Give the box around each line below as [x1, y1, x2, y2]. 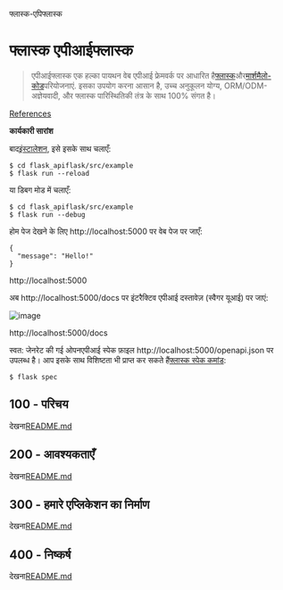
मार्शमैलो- [245, 70, 272, 80]
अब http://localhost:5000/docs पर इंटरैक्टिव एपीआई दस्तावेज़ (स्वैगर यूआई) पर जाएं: [9, 292, 269, 303]
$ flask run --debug [9, 210, 87, 219]
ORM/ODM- [223, 80, 268, 91]
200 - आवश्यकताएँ [9, 447, 96, 462]
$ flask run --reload [9, 169, 90, 178]
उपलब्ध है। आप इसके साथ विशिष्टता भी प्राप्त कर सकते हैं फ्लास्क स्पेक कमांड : [9, 354, 227, 365]
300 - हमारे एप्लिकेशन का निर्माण [9, 496, 150, 512]
